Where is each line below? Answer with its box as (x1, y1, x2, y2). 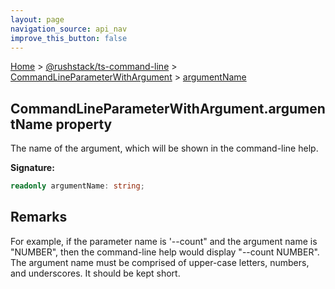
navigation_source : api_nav (10, 24, 128, 34)
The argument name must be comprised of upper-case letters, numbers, (10, 256, 310, 268)
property (55, 116, 113, 133)
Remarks (10, 209, 68, 226)
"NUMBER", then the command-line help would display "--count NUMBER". (10, 246, 320, 258)
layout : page (10, 14, 65, 25)
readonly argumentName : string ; (10, 181, 145, 191)
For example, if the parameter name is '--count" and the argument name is (10, 235, 318, 247)
